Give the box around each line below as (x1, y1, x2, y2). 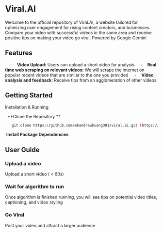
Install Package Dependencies (6, 132, 69, 138)
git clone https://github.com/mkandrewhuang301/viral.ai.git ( (11, 123, 142, 128)
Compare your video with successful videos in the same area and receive (5, 30, 152, 35)
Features (5, 49, 33, 57)
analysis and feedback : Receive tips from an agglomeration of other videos (5, 77, 157, 83)
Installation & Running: (5, 104, 50, 110)
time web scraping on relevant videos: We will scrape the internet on (5, 67, 145, 73)
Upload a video (5, 160, 41, 167)
